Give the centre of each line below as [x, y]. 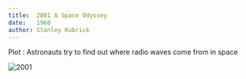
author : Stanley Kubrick [49, 30]
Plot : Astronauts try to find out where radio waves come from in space [123, 52]
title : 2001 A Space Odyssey [58, 15]
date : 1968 [30, 23]
